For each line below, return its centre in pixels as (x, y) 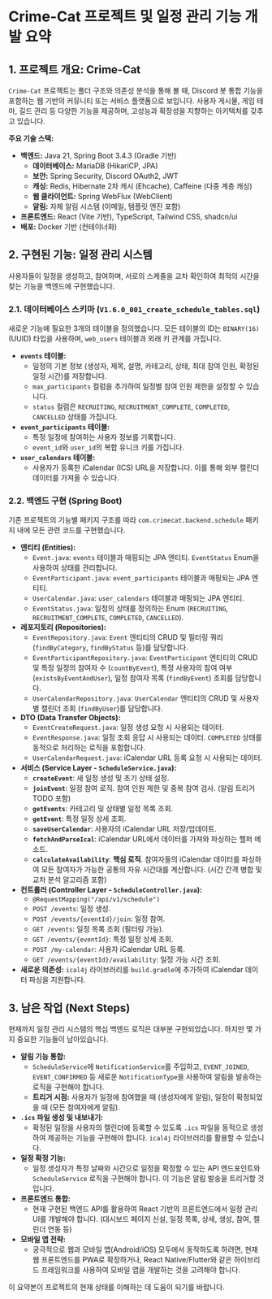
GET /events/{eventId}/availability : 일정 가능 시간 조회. (126, 959)
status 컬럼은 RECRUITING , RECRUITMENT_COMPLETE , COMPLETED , (131, 406)
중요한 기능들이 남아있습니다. (63, 1039)
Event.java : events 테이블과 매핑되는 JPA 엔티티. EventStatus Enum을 (146, 558)
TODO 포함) (52, 798)
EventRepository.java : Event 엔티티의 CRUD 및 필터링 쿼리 (127, 637)
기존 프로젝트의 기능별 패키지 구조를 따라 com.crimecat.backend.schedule (126, 520)
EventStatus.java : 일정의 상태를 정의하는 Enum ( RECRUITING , (130, 608)
